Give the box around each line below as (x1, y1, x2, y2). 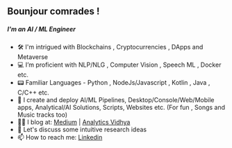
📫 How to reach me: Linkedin (17, 133, 103, 142)
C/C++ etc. (17, 88, 50, 97)
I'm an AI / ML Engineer (7, 24, 76, 33)
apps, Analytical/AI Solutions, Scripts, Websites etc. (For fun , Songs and (17, 104, 226, 112)
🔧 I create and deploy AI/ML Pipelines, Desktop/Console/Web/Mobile (17, 96, 215, 104)
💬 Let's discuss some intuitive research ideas (17, 125, 147, 134)
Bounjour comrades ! (7, 6, 100, 17)
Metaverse (17, 53, 49, 61)
